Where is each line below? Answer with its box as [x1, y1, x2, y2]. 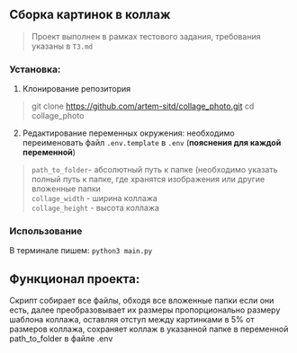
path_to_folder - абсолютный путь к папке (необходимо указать [31, 164, 278, 175]
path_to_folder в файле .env [9, 333, 113, 344]
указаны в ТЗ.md [31, 40, 94, 51]
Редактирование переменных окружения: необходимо [22, 128, 236, 138]
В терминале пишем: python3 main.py [9, 245, 153, 256]
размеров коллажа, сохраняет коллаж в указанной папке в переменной [9, 323, 289, 335]
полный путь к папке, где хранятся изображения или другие [31, 174, 265, 185]
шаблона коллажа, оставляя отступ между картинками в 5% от [9, 314, 255, 325]
